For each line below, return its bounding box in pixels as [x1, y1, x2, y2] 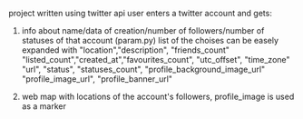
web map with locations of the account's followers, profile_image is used [21, 91, 295, 102]
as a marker [21, 101, 67, 112]
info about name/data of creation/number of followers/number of [21, 25, 265, 35]
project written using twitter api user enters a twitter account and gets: [8, 8, 273, 18]
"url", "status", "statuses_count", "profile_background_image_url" [21, 64, 266, 74]
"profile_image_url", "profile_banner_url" [21, 74, 173, 84]
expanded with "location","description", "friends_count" [21, 45, 230, 55]
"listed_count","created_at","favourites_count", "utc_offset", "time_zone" [21, 55, 291, 64]
